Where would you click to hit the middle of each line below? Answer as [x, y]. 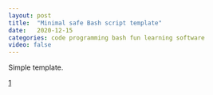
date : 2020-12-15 [41, 30]
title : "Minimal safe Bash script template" [85, 23]
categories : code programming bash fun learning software [106, 38]
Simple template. [36, 67]
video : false [30, 45]
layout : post [30, 15]
